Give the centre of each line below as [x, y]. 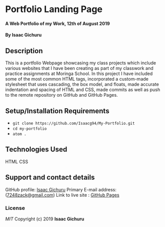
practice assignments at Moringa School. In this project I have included [79, 73]
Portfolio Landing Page [54, 9]
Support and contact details [50, 177]
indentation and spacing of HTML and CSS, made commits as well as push [83, 90]
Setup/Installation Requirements [57, 111]
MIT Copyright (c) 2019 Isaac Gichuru [45, 219]
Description [24, 51]
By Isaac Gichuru [23, 35]
